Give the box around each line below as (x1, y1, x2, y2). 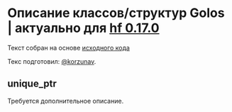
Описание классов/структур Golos (7, 5, 225, 21)
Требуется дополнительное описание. (7, 96, 124, 105)
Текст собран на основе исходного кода (7, 43, 130, 52)
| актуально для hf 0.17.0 (7, 20, 160, 36)
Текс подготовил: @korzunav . (7, 57, 96, 65)
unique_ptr (7, 78, 57, 90)
